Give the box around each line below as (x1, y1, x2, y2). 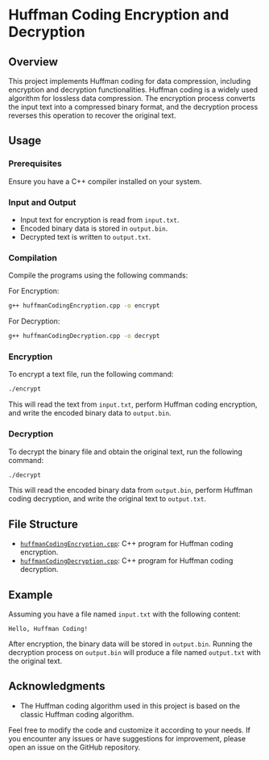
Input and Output (8, 196, 77, 207)
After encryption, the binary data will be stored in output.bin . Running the (8, 639, 253, 649)
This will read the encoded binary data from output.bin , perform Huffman (8, 486, 253, 495)
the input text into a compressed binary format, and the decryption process (8, 102, 259, 111)
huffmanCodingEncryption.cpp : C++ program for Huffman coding (19, 539, 234, 549)
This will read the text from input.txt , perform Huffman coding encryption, (8, 399, 258, 409)
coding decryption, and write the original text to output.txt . (8, 494, 207, 503)
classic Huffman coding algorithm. (19, 709, 134, 719)
